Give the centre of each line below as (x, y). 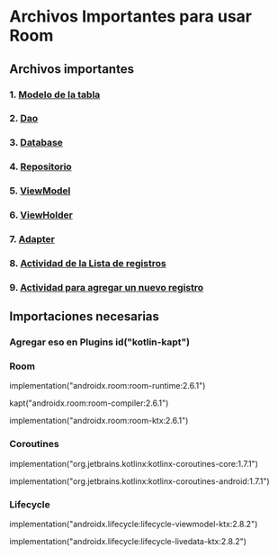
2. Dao (24, 119)
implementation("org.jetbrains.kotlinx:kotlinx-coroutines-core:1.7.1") (134, 463)
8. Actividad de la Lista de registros (88, 263)
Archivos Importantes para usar (130, 17)
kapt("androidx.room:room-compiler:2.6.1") (89, 403)
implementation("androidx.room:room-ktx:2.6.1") (99, 421)
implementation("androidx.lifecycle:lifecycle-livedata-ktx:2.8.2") (128, 542)
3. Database (36, 143)
